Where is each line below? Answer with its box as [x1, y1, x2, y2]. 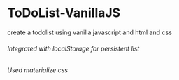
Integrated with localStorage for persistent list [7, 44, 140, 53]
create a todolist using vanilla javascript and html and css [7, 28, 173, 36]
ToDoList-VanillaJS [7, 5, 121, 21]
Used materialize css [7, 66, 69, 74]
